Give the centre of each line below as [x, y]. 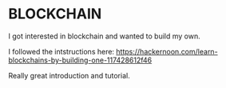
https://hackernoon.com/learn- [167, 51]
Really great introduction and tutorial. [69, 75]
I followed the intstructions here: [61, 51]
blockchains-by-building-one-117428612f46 [80, 60]
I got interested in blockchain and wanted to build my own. [105, 36]
